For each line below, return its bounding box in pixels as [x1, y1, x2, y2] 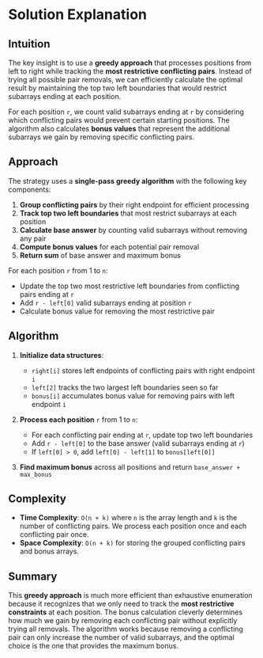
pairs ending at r [19, 289, 75, 299]
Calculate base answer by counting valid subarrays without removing [19, 225, 247, 234]
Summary [8, 569, 58, 583]
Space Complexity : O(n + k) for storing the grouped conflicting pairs [19, 538, 246, 548]
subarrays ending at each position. [8, 92, 122, 101]
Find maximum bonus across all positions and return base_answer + [19, 462, 241, 472]
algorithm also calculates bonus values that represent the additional [8, 124, 231, 133]
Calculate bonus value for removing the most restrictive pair [19, 306, 216, 316]
